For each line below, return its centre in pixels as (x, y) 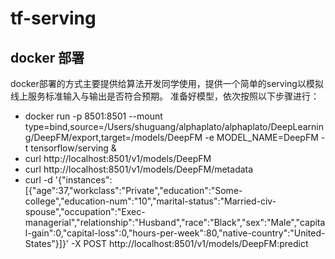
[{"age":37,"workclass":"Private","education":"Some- (133, 190)
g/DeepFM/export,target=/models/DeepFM (113, 137)
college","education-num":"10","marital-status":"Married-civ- (150, 201)
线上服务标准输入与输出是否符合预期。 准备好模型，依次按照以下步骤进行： (165, 96)
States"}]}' (47, 243)
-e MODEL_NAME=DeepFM (261, 137)
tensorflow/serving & (73, 148)
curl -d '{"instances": (68, 180)
